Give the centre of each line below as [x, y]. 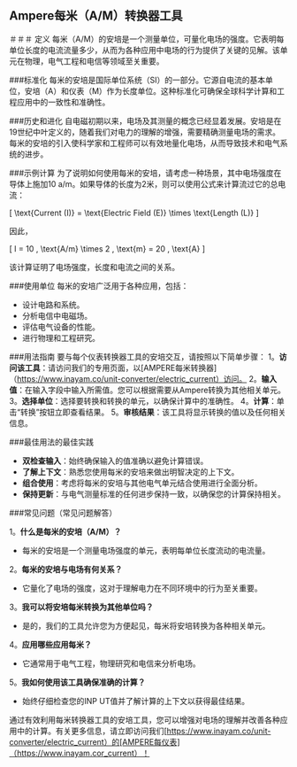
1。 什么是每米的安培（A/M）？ [65, 531]
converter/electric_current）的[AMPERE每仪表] [95, 741]
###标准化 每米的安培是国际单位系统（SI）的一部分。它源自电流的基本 [137, 80]
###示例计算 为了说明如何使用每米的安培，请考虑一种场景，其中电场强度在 [145, 173]
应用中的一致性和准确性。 [63, 102]
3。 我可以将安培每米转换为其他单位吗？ [81, 607]
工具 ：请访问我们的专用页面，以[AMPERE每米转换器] [121, 368]
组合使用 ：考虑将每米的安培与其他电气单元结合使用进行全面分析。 [142, 483]
